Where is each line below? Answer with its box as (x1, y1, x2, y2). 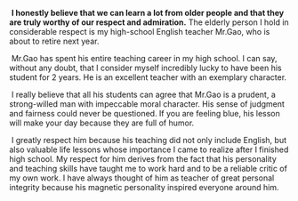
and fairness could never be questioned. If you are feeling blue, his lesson (9, 109, 280, 118)
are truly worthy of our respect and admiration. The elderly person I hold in (9, 17, 289, 28)
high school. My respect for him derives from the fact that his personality (9, 154, 278, 164)
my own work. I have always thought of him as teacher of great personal (9, 173, 275, 183)
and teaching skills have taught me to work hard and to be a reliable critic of (9, 164, 287, 173)
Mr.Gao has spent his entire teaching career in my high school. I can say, (11, 53, 278, 63)
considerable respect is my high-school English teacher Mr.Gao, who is (9, 27, 270, 36)
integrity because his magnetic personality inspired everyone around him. (9, 182, 279, 192)
